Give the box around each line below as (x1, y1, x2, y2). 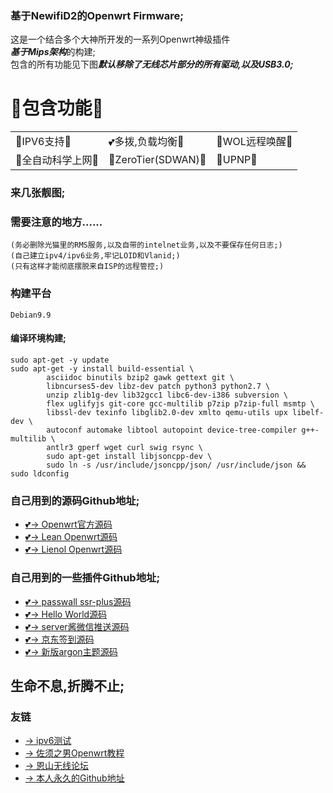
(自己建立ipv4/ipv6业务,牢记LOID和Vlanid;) (10, 251, 181, 261)
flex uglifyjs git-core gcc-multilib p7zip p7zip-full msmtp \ (46, 398, 315, 409)
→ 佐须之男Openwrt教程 (24, 747, 125, 759)
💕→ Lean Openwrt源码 (24, 531, 118, 543)
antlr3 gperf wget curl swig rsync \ (46, 442, 203, 452)
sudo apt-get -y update (10, 355, 110, 365)
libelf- (292, 407, 325, 417)
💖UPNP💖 (216, 153, 258, 167)
